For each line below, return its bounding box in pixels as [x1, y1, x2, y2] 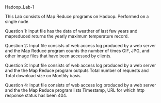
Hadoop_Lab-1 [5, 4, 34, 10]
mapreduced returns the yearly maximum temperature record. [5, 34, 129, 39]
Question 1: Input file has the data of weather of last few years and [5, 28, 138, 34]
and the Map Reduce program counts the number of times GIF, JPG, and [5, 48, 150, 53]
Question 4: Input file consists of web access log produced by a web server [5, 82, 156, 88]
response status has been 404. [5, 92, 67, 98]
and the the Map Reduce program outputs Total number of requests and [5, 68, 149, 73]
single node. [5, 19, 30, 24]
